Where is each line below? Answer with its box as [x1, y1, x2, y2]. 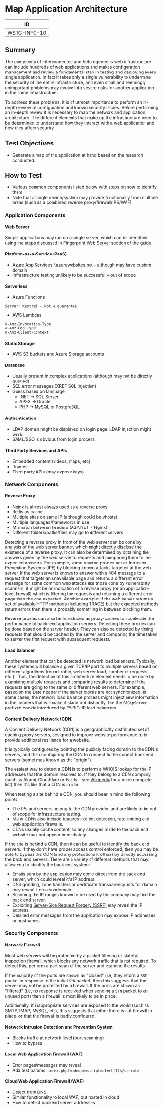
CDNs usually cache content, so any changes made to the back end [12, 826, 148, 833]
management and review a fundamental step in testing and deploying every [5, 69, 157, 75]
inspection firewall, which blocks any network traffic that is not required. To [5, 958, 156, 964]
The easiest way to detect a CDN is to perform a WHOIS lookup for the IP [5, 766, 152, 772]
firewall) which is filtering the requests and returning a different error [15, 590, 153, 597]
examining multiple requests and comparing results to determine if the [5, 679, 146, 685]
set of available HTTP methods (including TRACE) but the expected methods [5, 601, 159, 607]
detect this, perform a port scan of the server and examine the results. [5, 963, 146, 969]
